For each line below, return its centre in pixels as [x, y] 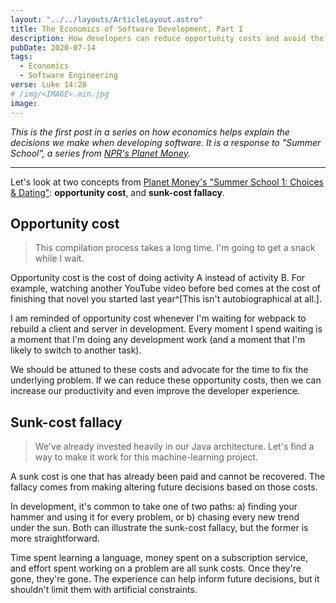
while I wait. [59, 258]
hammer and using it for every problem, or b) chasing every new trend [155, 517]
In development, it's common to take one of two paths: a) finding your [154, 507]
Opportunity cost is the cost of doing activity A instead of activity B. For [158, 278]
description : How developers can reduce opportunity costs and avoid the [167, 38]
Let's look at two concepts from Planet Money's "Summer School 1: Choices [167, 182]
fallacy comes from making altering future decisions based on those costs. [164, 487]
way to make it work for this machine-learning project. [146, 457]
